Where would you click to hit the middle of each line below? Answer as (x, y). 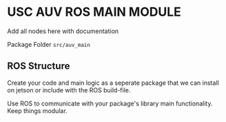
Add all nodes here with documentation (63, 31)
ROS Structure (39, 66)
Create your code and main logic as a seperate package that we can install (113, 83)
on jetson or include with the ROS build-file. (69, 90)
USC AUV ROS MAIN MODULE (94, 12)
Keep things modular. (37, 110)
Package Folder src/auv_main (49, 44)
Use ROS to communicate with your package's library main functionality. (110, 103)
